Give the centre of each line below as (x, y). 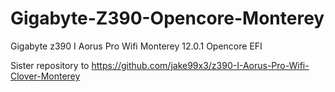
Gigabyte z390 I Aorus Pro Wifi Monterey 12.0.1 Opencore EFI (136, 46)
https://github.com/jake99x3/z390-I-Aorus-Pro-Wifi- (200, 65)
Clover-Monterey (45, 76)
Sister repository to (50, 65)
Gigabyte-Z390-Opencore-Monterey (167, 18)
